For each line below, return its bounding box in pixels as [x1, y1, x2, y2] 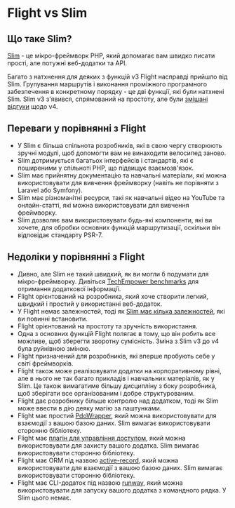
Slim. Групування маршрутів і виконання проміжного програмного [7, 80, 208, 88]
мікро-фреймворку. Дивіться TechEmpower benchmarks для [17, 277, 199, 286]
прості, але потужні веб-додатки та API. [7, 59, 128, 67]
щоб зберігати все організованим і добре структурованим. [17, 389, 195, 397]
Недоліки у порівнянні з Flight [7, 251, 145, 263]
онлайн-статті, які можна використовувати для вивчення [17, 201, 189, 209]
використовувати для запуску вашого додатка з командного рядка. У [17, 486, 227, 494]
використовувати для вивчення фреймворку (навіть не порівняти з [17, 178, 219, 187]
